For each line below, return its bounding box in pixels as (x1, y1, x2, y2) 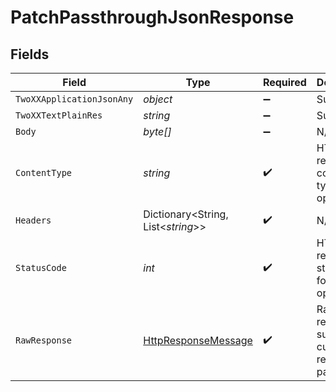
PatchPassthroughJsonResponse (10, 6, 295, 29)
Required (262, 76, 307, 89)
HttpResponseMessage (143, 334, 253, 347)
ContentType (15, 167, 73, 178)
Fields (10, 46, 50, 63)
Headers (15, 215, 52, 226)
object (143, 92, 173, 106)
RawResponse (15, 335, 73, 346)
